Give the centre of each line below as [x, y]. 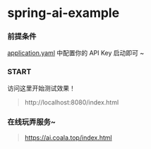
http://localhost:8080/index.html [72, 102]
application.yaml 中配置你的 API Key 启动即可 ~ [76, 53]
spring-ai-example [64, 13]
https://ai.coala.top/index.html [68, 138]
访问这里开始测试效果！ [41, 88]
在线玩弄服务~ [32, 121]
